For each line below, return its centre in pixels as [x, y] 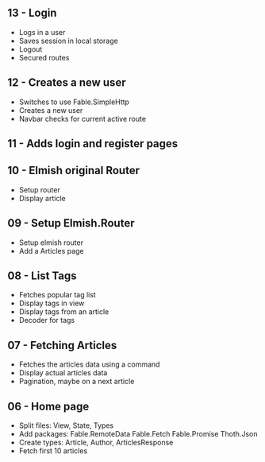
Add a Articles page [51, 250]
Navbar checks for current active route [83, 118]
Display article [42, 198]
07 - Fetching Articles [62, 345]
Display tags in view [52, 303]
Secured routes [44, 57]
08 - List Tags [42, 276]
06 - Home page [48, 406]
